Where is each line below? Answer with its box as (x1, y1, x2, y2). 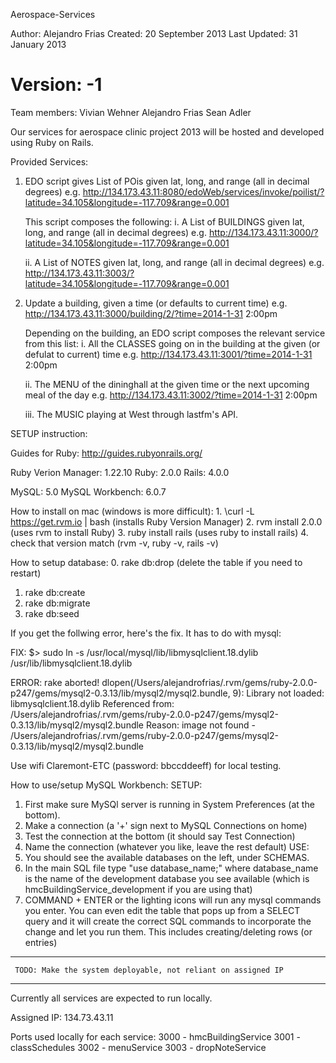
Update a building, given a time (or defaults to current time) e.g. (24, 297, 288, 309)
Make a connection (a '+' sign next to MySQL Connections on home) (24, 819, 308, 831)
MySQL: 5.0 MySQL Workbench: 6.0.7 (10, 485, 167, 498)
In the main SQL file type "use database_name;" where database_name (24, 862, 319, 874)
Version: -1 (10, 74, 103, 96)
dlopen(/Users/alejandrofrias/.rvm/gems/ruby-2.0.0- (101, 676, 318, 688)
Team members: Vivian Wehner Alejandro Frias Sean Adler (10, 106, 252, 118)
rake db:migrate (24, 597, 91, 609)
